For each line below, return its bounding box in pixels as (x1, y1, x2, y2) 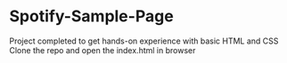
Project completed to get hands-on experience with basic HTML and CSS (9, 35, 279, 46)
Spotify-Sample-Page (9, 6, 174, 27)
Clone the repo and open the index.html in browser (9, 44, 196, 55)
